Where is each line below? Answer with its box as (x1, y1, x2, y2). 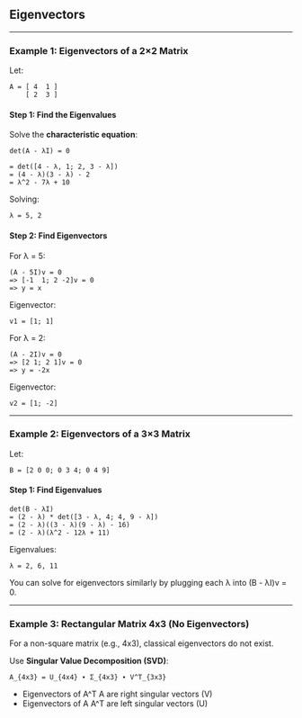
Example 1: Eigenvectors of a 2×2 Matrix (9, 44, 189, 57)
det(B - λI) (9, 505, 54, 514)
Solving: (9, 193, 40, 205)
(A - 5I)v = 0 (9, 267, 63, 277)
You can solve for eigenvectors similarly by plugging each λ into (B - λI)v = (9, 578, 288, 588)
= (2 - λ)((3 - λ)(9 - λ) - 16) (9, 521, 130, 530)
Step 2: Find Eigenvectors (9, 229, 108, 241)
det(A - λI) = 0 (9, 147, 70, 156)
